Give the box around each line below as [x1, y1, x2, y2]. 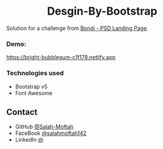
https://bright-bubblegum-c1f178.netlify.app [6, 54, 116, 61]
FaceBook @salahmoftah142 [15, 129, 87, 137]
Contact [6, 107, 38, 117]
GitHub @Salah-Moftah [15, 123, 74, 131]
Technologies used [6, 69, 64, 78]
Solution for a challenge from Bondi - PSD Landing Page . [6, 24, 149, 32]
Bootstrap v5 [15, 82, 47, 90]
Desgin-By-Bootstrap [47, 4, 158, 18]
